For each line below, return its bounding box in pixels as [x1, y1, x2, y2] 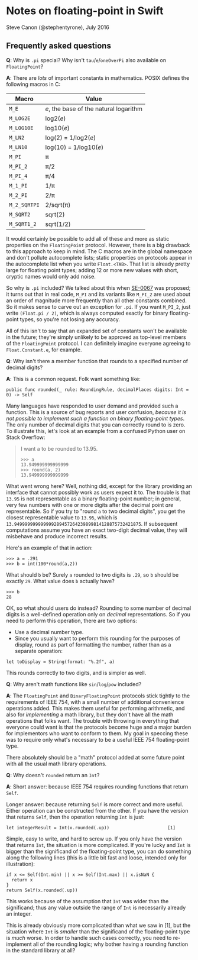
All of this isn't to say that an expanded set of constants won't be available [6, 327, 187, 334]
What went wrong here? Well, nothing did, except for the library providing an [6, 482, 192, 489]
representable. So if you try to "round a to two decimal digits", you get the [6, 508, 186, 515]
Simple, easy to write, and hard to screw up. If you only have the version [6, 835, 182, 842]
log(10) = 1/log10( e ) [45, 143, 104, 151]
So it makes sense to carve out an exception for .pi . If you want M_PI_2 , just [6, 303, 191, 310]
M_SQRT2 [9, 211, 31, 218]
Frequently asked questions [6, 41, 111, 51]
